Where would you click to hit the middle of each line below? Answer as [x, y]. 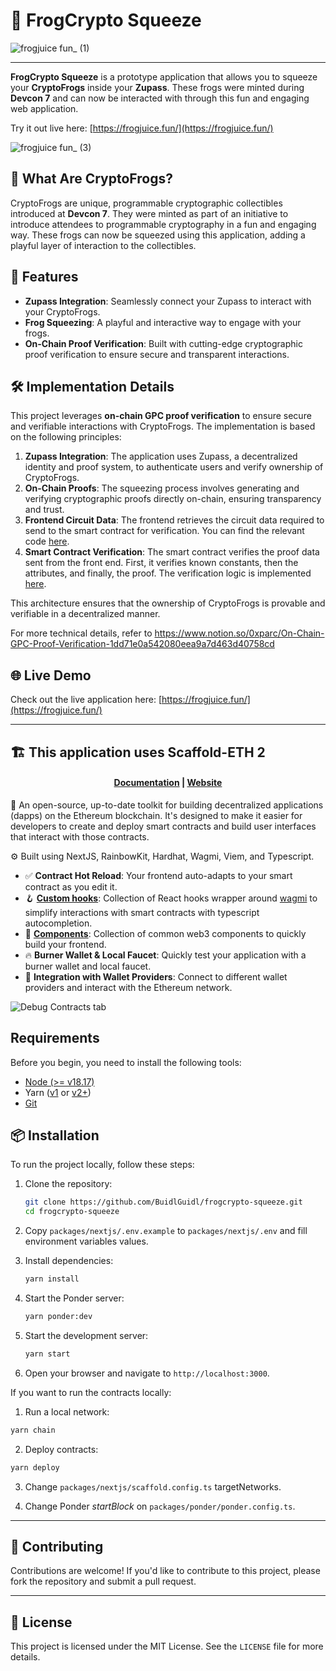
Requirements [55, 1038]
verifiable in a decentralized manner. [85, 614]
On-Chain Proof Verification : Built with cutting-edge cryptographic [163, 343]
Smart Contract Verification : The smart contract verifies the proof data [172, 552]
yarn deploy [35, 1467]
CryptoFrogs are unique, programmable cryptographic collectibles [146, 203]
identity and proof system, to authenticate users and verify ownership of [174, 467]
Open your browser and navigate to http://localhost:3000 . [147, 1373]
